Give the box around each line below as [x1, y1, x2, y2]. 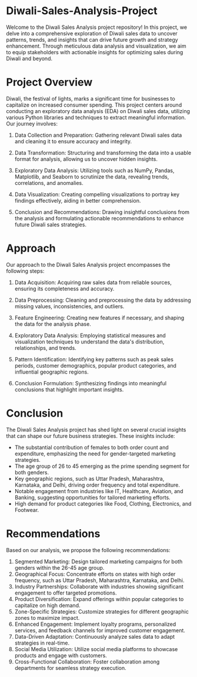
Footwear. [14, 506, 39, 513]
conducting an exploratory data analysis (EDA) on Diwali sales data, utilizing [6, 107, 190, 114]
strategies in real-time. [14, 639, 70, 646]
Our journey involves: [6, 120, 58, 127]
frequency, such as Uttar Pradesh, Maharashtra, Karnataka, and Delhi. [14, 576, 185, 584]
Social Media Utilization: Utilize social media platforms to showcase [14, 645, 178, 652]
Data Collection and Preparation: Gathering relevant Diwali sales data [14, 131, 182, 138]
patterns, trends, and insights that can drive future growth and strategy [6, 36, 178, 43]
